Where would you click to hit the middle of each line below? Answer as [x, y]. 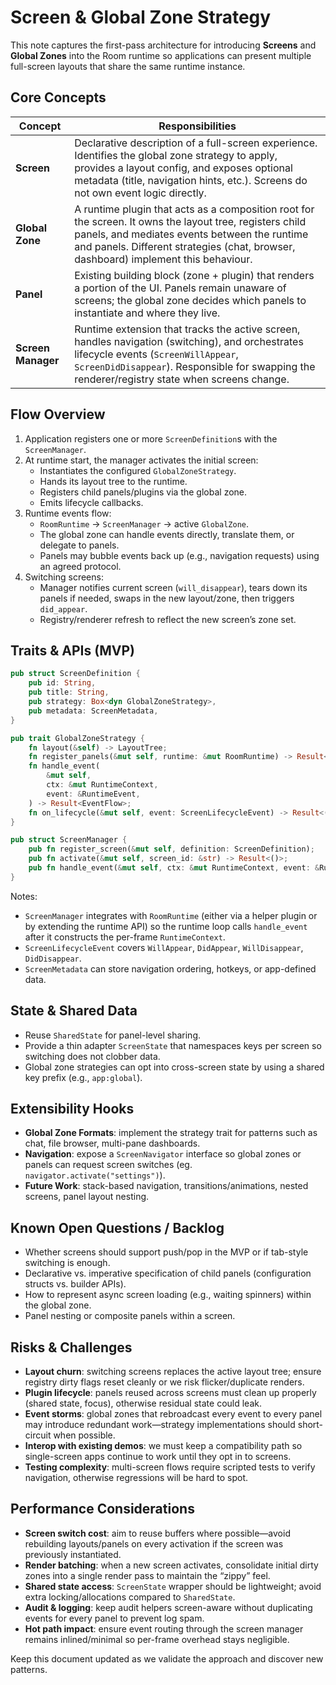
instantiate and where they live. [147, 313]
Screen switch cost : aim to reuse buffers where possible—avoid [157, 1533]
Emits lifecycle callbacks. [91, 502]
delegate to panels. [79, 545]
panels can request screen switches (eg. [108, 1165]
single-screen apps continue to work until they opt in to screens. [158, 1456]
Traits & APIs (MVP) [72, 650]
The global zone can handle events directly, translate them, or [167, 534]
